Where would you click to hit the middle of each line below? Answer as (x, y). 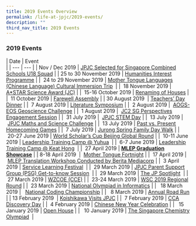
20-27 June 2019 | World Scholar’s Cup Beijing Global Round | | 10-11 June (98, 136)
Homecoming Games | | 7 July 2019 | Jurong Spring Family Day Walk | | (93, 129)
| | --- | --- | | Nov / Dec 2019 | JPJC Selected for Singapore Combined (91, 67)
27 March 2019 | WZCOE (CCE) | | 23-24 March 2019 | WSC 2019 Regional (98, 179)
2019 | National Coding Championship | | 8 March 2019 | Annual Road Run (98, 191)
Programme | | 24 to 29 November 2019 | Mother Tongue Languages (90, 80)
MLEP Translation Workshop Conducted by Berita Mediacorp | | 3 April (93, 160)
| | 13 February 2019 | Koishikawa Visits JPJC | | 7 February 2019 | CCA (93, 198)
